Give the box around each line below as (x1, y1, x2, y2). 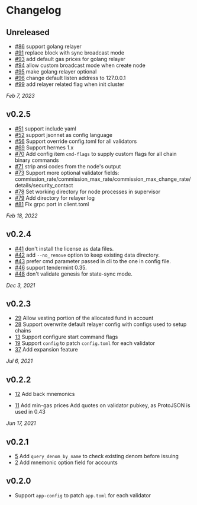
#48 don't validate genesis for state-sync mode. (14, 270, 133, 277)
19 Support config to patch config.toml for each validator (14, 340, 156, 347)
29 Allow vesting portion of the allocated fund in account (14, 315, 154, 322)
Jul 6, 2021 (6, 357, 33, 365)
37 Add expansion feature (14, 346, 78, 353)
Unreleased (6, 27, 50, 37)
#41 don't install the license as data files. (14, 245, 114, 252)
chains (14, 327, 31, 334)
